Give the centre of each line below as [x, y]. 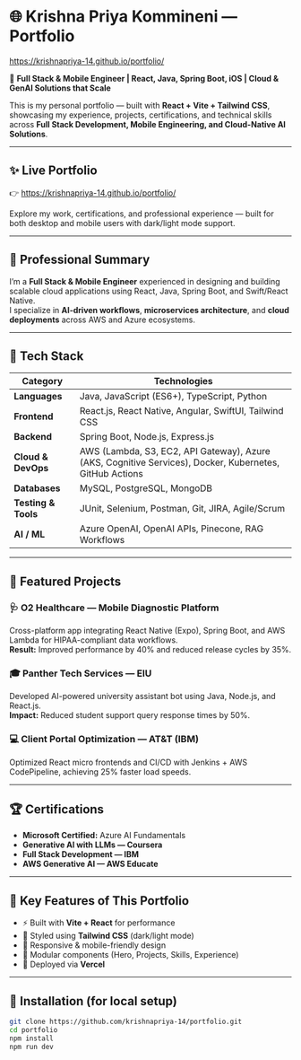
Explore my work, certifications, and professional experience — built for [142, 214]
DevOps [31, 469]
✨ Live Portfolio [53, 171]
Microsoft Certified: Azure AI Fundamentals [104, 836]
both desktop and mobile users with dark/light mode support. [122, 223]
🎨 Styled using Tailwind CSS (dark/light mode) [108, 936]
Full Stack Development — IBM [81, 854]
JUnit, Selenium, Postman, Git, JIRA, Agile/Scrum [182, 509]
